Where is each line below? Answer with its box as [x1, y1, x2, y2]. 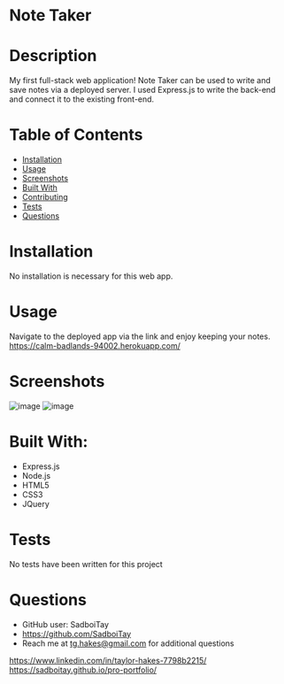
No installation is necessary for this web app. [9, 271, 173, 281]
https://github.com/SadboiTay [21, 628, 132, 639]
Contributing [21, 192, 68, 203]
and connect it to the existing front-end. [9, 94, 155, 104]
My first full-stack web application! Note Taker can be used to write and [9, 75, 272, 86]
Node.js [21, 470, 51, 480]
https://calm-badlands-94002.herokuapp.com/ [9, 340, 181, 350]
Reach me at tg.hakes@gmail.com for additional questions [21, 638, 234, 649]
